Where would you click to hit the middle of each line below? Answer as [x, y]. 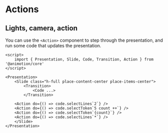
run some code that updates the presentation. [53, 46]
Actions [22, 9]
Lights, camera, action [41, 28]
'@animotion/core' [25, 64]
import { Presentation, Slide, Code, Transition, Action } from [84, 59]
